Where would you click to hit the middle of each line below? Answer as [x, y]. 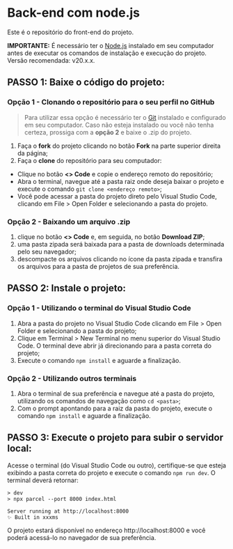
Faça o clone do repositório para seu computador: [89, 160]
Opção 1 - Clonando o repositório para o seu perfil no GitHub [111, 102]
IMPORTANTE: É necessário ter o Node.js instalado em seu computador [111, 45]
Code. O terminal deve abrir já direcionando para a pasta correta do [114, 346]
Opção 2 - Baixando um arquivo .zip [69, 222]
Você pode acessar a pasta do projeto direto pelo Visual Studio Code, [117, 196]
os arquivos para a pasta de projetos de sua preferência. [98, 266]
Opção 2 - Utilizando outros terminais [72, 378]
